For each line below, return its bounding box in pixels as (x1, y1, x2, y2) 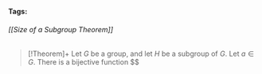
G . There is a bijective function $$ (27, 57, 139, 67)
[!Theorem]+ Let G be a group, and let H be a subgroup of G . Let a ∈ (27, 49, 255, 58)
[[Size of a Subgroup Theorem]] (8, 24, 114, 34)
